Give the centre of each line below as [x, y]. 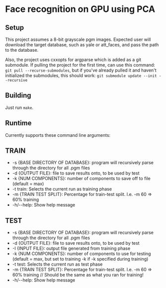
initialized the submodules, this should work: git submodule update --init [81, 75]
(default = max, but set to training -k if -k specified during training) [80, 259]
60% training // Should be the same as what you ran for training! [78, 275]
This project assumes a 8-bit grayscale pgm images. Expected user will [78, 39]
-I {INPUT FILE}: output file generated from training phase [71, 248]
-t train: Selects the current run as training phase [62, 189]
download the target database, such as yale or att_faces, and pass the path [82, 45]
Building [18, 96]
